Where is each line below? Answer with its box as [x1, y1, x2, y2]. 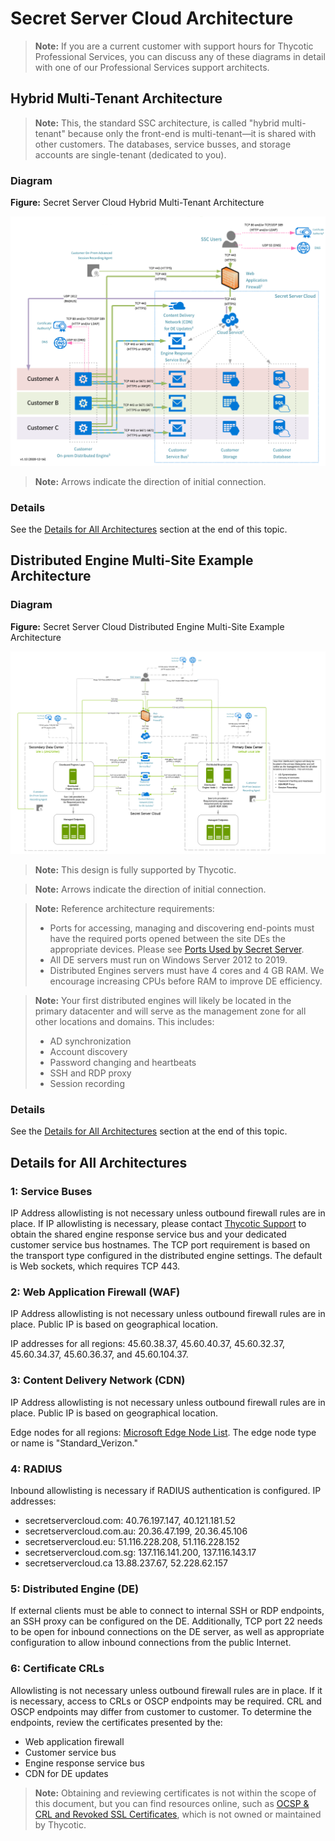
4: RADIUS [10, 1462, 63, 1476]
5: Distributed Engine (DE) [10, 1582, 140, 1596]
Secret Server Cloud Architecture [10, 7, 294, 30]
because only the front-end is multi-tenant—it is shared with [67, 127, 317, 139]
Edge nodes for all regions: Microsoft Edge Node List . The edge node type [10, 1426, 317, 1438]
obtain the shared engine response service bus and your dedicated [10, 1228, 287, 1241]
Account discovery [49, 1046, 128, 1058]
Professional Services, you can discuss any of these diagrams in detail [34, 50, 326, 62]
